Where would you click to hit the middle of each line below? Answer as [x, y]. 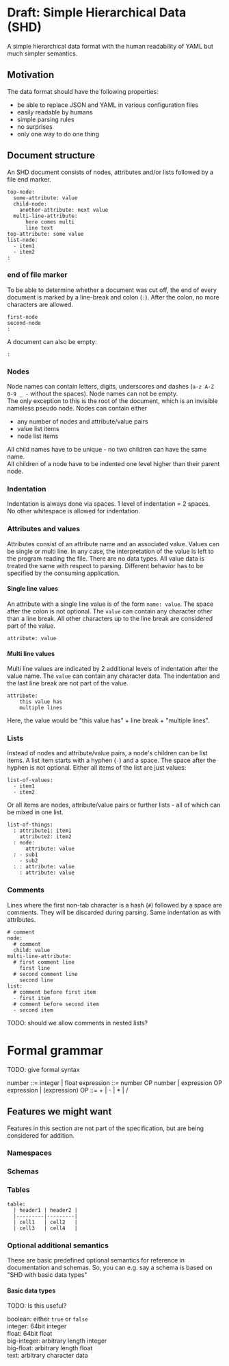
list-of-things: [30, 825]
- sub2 [29, 861]
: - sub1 [26, 855]
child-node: [30, 204]
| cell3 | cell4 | [45, 1228]
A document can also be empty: [52, 341]
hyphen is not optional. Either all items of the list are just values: [97, 768]
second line [36, 980]
